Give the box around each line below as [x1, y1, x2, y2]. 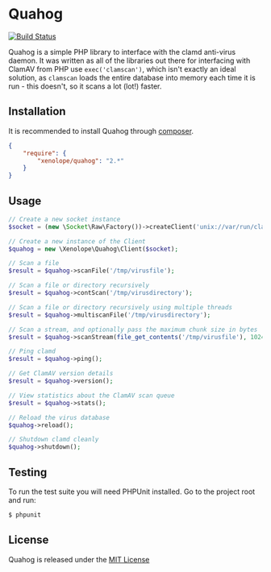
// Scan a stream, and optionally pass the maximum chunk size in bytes [8, 325, 258, 334]
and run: [8, 495, 36, 504]
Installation [8, 105, 66, 118]
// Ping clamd [8, 347, 56, 355]
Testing [8, 465, 48, 479]
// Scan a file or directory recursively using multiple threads [8, 303, 232, 311]
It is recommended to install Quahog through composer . [8, 126, 194, 135]
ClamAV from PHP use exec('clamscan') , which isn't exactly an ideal [8, 64, 236, 73]
